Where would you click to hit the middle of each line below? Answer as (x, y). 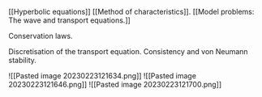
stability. (22, 60)
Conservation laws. (41, 36)
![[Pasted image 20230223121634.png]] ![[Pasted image (103, 76)
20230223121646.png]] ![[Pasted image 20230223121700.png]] (115, 84)
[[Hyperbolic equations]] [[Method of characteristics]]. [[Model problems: (131, 12)
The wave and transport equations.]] (70, 20)
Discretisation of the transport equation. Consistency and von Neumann (129, 51)
